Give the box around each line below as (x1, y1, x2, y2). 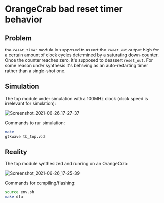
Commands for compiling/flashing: (5, 180, 76, 186)
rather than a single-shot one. (5, 68, 66, 74)
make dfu (5, 194, 23, 199)
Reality (5, 148, 27, 156)
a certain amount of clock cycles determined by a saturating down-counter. (5, 52, 159, 58)
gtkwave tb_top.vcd (5, 134, 45, 139)
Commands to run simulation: (5, 120, 65, 126)
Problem (5, 34, 32, 42)
